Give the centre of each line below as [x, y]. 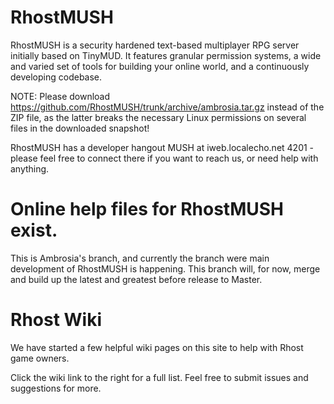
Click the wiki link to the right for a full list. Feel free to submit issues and [159, 377]
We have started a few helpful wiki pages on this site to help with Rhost [157, 347]
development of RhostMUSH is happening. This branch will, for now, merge [165, 268]
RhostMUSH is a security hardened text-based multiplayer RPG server [155, 45]
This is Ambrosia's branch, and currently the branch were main [140, 258]
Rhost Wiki [56, 320]
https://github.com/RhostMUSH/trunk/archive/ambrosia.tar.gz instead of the [167, 107]
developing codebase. [56, 77]
